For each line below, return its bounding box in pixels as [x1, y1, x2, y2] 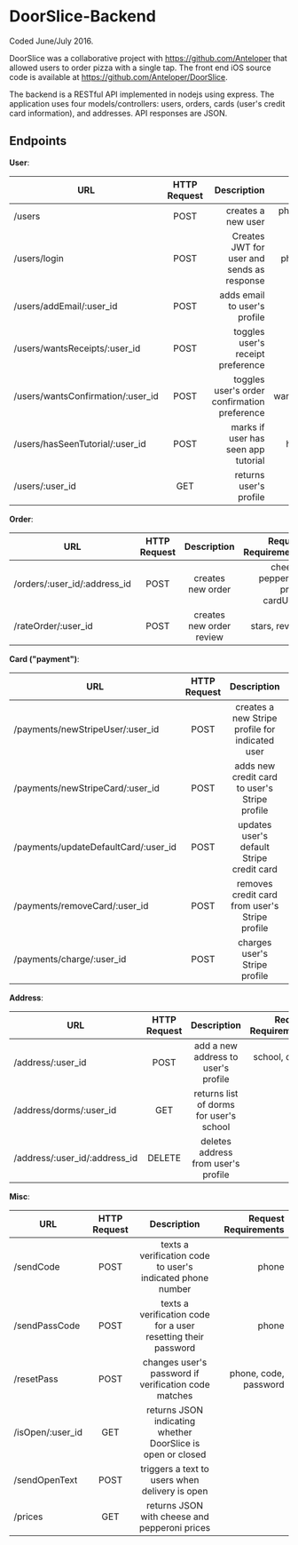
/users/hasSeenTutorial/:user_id [13, 437, 146, 450]
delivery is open [141, 1485, 208, 1497]
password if [150, 1366, 200, 1379]
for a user [154, 1319, 195, 1332]
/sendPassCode [13, 1319, 81, 1332]
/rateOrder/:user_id [13, 619, 93, 632]
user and [227, 251, 265, 264]
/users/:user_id [13, 480, 77, 492]
